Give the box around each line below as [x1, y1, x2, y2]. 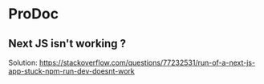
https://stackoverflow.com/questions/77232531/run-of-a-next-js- [39, 58, 255, 67]
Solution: [8, 58, 38, 67]
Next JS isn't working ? [8, 37, 127, 50]
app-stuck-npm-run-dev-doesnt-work [8, 66, 135, 76]
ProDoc [8, 5, 59, 23]
